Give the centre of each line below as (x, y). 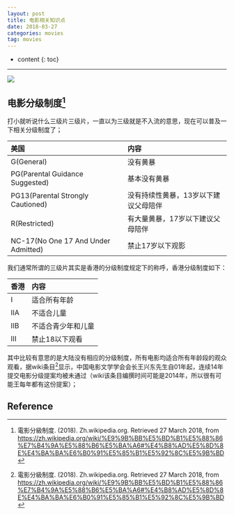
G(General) (29, 161)
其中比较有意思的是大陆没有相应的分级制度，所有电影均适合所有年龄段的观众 (117, 357)
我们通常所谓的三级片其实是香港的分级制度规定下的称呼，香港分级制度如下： (117, 267)
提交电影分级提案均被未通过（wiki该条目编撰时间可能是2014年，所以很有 (111, 375)
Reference (30, 406)
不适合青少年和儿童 (63, 326)
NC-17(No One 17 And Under (61, 241)
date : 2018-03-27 (32, 26)
